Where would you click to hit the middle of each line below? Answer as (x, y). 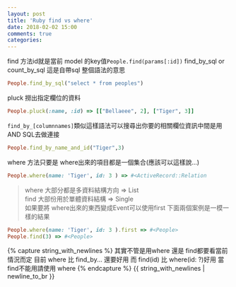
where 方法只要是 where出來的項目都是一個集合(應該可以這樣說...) (104, 162)
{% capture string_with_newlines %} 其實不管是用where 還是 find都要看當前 (118, 251)
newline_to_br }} (31, 276)
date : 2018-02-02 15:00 (42, 27)
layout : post (26, 14)
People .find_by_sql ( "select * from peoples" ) (75, 83)
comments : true (30, 34)
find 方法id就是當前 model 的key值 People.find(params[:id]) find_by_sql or (116, 61)
